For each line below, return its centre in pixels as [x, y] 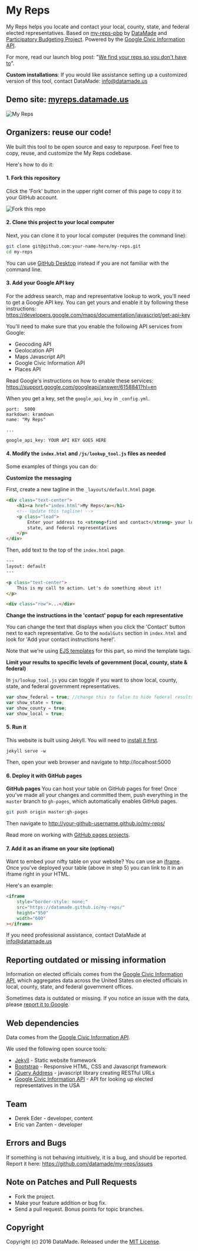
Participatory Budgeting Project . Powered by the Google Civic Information [96, 39]
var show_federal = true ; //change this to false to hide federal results [100, 697]
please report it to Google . [38, 1004]
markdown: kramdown [30, 414]
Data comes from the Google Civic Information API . [68, 1038]
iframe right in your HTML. [38, 874]
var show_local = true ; [35, 714]
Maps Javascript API [40, 356]
